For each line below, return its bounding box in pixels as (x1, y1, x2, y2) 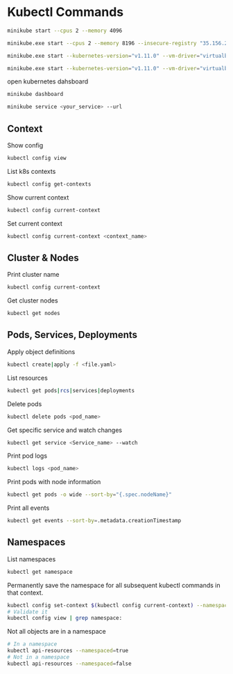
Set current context (7, 219, 62, 227)
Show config (7, 141, 44, 150)
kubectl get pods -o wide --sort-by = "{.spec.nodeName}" (7, 491, 172, 498)
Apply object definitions (7, 347, 76, 355)
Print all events (7, 504, 50, 512)
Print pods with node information (7, 478, 101, 486)
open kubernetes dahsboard (7, 77, 89, 86)
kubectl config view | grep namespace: (7, 615, 123, 622)
